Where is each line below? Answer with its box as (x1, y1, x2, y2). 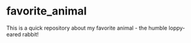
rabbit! (22, 30, 39, 38)
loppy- (168, 24, 185, 31)
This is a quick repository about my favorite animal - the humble (6, 24, 168, 31)
